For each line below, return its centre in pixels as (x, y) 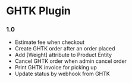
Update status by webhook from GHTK (62, 74)
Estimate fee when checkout (50, 42)
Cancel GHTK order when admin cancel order (70, 61)
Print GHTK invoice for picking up (56, 68)
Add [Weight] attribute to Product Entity (63, 55)
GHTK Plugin (39, 11)
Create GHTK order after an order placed (65, 49)
